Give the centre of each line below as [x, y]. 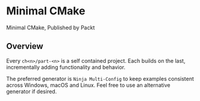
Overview [25, 46]
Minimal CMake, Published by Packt [50, 27]
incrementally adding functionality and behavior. [66, 67]
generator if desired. [32, 91]
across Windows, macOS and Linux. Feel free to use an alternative [88, 85]
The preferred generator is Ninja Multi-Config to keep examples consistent [100, 78]
